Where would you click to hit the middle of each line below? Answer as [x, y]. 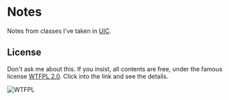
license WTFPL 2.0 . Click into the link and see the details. [88, 76]
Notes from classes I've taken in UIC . [59, 31]
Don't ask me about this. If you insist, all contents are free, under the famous [115, 68]
